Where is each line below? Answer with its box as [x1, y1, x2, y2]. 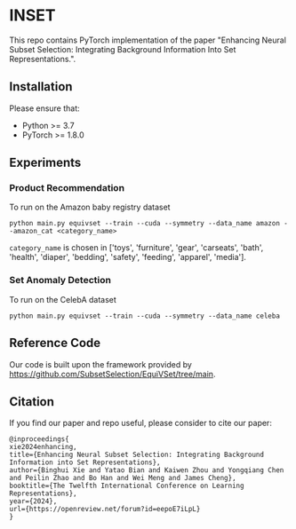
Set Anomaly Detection [9, 274, 111, 287]
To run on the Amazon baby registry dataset [9, 201, 171, 213]
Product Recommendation [9, 182, 125, 194]
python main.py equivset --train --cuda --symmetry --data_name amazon [9, 219, 280, 228]
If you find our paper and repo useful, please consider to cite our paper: [9, 418, 273, 429]
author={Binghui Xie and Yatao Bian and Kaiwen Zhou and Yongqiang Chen [9, 466, 284, 475]
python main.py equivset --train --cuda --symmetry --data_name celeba [9, 312, 280, 320]
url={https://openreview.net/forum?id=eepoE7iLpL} [9, 505, 201, 514]
